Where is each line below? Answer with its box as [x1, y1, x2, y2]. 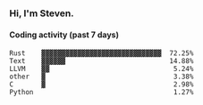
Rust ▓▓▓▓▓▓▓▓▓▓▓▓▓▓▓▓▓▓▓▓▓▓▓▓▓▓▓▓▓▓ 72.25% [9, 49, 194, 58]
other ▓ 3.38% [9, 72, 194, 82]
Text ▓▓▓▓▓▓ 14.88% [9, 57, 194, 66]
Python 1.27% [9, 88, 194, 97]
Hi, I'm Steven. [9, 7, 74, 20]
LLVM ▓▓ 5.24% [9, 65, 194, 74]
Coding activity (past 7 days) [9, 29, 119, 40]
